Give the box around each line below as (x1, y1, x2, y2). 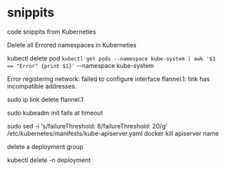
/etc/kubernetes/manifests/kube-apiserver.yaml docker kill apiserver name (7, 129, 219, 137)
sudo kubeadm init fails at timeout (7, 109, 103, 117)
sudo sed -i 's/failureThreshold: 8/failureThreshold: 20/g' (7, 122, 168, 130)
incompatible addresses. (7, 82, 77, 90)
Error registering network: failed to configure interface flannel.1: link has (7, 74, 210, 83)
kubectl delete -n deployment (7, 156, 91, 164)
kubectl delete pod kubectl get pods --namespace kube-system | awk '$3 (7, 54, 216, 62)
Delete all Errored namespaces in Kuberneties (7, 41, 137, 49)
